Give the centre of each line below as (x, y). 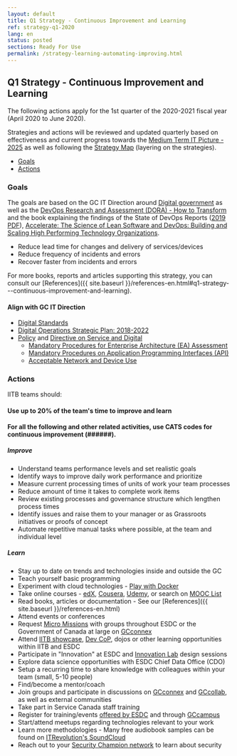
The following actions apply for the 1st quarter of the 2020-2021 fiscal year (117, 110)
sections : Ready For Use (44, 47)
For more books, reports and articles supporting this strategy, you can (110, 275)
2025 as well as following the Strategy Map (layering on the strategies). (112, 147)
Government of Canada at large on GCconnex (85, 631)
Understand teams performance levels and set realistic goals (107, 468)
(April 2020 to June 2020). (47, 118)
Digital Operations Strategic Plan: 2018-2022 (83, 330)
